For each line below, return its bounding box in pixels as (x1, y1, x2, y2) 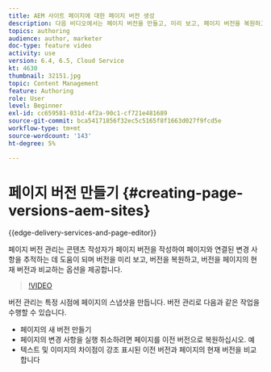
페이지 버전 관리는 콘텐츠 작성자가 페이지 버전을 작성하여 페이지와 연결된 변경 (8, 245, 250, 254)
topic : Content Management (8, 79, 99, 87)
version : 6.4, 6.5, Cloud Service (8, 57, 125, 65)
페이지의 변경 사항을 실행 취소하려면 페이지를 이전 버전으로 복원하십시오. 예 (19, 335, 256, 345)
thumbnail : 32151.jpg (8, 72, 81, 80)
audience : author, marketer (8, 34, 103, 43)
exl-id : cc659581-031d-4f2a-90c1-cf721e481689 (8, 110, 168, 118)
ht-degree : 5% (8, 139, 56, 148)
